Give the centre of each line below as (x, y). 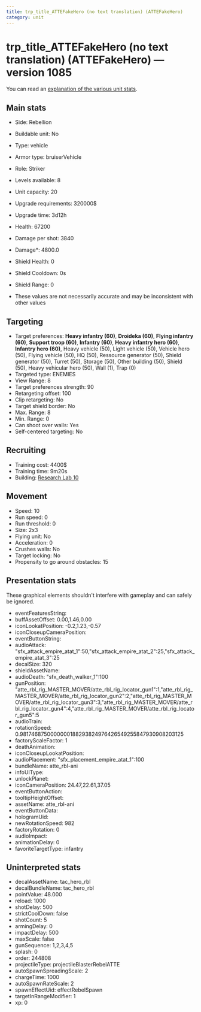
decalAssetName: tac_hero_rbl (53, 882)
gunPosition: (30, 683)
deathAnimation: (35, 747)
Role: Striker (30, 169)
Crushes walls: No (37, 549)
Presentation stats (41, 581)
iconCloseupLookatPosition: (49, 753)
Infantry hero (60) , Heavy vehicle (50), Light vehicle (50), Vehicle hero (102, 349)
